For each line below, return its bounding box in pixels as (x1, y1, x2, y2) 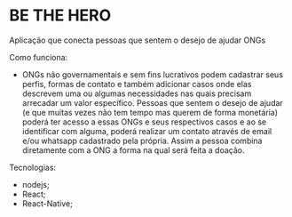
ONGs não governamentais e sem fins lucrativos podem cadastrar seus (21, 68, 284, 80)
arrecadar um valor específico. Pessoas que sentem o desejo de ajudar (21, 97, 284, 108)
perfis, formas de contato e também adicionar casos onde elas (21, 78, 252, 89)
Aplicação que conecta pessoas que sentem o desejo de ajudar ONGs (9, 35, 266, 45)
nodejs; (21, 179, 51, 189)
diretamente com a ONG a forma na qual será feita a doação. (21, 144, 245, 156)
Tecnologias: (9, 162, 56, 173)
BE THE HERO (9, 5, 112, 26)
